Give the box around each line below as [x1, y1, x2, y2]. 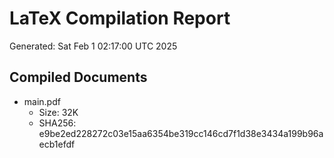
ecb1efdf [38, 138, 76, 150]
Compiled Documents [9, 69, 148, 86]
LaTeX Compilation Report [9, 7, 231, 30]
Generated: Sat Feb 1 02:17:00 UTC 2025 [9, 40, 178, 52]
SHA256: [38, 117, 77, 129]
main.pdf [23, 95, 61, 107]
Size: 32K [38, 106, 79, 118]
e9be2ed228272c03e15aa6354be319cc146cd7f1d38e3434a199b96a [38, 127, 324, 139]
